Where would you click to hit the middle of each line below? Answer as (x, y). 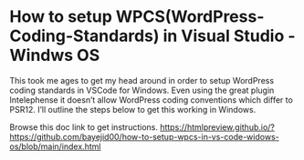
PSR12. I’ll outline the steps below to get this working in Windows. (133, 109)
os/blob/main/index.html (55, 146)
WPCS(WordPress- (190, 17)
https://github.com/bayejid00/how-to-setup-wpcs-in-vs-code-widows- (145, 136)
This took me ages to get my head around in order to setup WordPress (142, 80)
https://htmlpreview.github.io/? (217, 127)
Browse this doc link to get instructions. (84, 127)
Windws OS (55, 55)
